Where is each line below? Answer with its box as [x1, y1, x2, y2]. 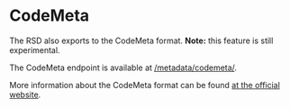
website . [9, 89, 41, 100]
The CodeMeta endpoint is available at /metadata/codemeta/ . [9, 62, 237, 73]
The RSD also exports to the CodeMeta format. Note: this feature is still [9, 35, 274, 46]
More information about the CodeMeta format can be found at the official [9, 79, 281, 90]
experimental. [9, 44, 60, 55]
